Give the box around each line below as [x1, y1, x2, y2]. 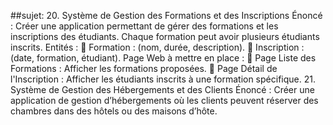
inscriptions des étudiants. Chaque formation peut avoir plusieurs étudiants [10, 31, 320, 42]
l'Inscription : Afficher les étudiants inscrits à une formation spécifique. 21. [10, 73, 316, 85]
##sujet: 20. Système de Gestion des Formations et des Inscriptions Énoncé [10, 10, 323, 21]
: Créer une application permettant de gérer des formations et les [10, 20, 279, 32]
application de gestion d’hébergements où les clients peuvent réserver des [10, 95, 319, 106]
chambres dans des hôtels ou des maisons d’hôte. [10, 105, 218, 117]
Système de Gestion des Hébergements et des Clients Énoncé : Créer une [10, 84, 315, 95]
